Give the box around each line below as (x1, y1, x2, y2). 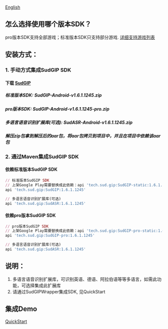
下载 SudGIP (5, 80, 31, 86)
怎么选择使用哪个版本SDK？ (5, 20, 91, 29)
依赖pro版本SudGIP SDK (5, 212, 56, 218)
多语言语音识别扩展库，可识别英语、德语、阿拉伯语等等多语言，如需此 (12, 276, 157, 282)
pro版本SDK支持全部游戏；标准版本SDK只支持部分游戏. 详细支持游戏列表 (5, 34, 155, 40)
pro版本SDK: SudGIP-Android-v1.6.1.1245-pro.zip (5, 106, 109, 112)
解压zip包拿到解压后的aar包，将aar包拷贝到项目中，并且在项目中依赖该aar (5, 133, 161, 139)
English (5, 5, 20, 10)
